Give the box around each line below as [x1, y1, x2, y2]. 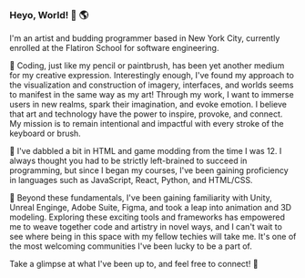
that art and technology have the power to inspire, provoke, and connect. [9, 108, 283, 119]
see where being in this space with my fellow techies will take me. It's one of [9, 232, 297, 242]
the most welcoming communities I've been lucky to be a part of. [9, 241, 252, 252]
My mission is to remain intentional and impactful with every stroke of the [9, 118, 284, 129]
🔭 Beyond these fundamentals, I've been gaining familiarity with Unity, [9, 192, 273, 203]
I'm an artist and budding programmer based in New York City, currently [9, 33, 280, 44]
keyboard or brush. [9, 128, 82, 139]
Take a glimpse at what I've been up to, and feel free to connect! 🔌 [9, 259, 259, 270]
